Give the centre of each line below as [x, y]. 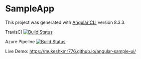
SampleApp [30, 9]
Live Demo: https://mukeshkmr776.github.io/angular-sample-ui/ [70, 51]
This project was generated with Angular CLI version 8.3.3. [65, 22]
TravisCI [14, 32]
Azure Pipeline [20, 41]
